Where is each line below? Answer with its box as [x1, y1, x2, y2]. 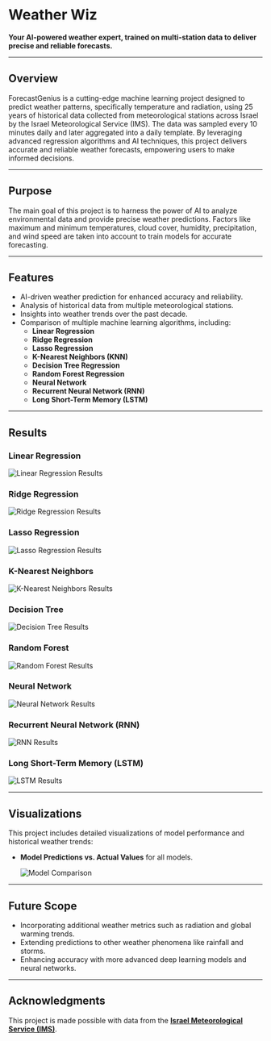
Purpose [8, 184, 52, 198]
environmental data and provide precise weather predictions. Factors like [8, 214, 252, 223]
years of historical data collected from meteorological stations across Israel [8, 110, 259, 120]
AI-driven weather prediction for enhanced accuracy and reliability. [19, 292, 244, 302]
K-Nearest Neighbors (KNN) [31, 352, 128, 362]
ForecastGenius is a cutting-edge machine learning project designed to [8, 93, 245, 102]
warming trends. [19, 929, 75, 939]
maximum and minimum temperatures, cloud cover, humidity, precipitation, [8, 223, 257, 232]
